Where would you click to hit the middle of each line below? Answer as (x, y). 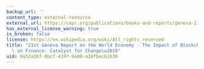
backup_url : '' (25, 12)
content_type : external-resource (49, 17)
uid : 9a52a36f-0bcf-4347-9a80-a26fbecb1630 (62, 56)
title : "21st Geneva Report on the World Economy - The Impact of (92, 46)
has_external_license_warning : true (53, 28)
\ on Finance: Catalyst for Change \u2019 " (66, 51)
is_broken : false (28, 34)
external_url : (24, 23)
